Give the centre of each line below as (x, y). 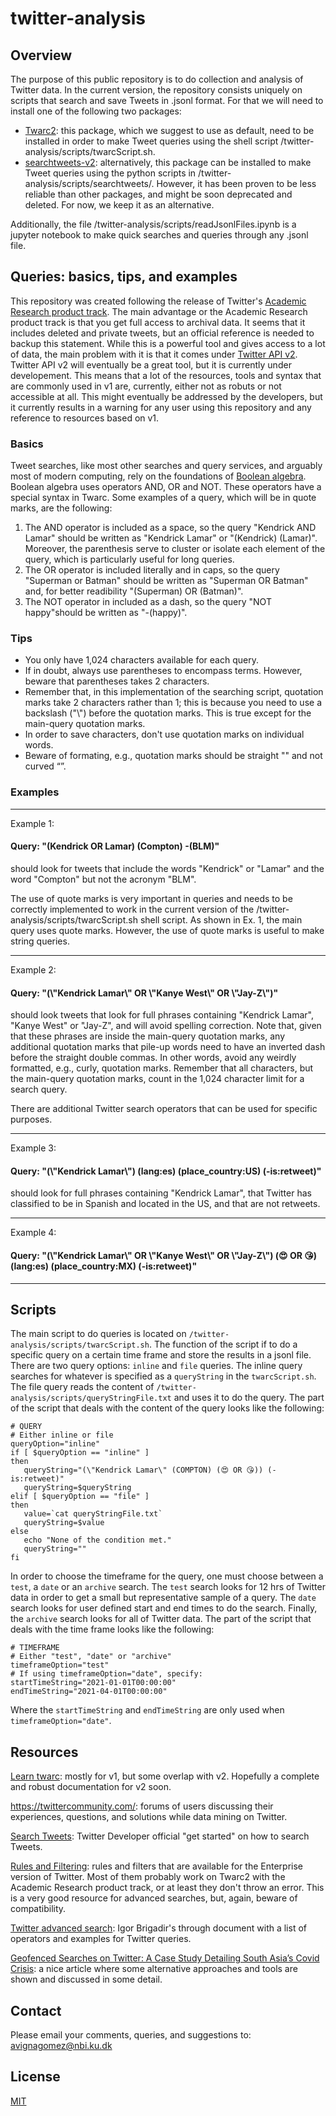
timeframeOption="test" (60, 1665)
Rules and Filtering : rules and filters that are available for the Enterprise (157, 1866)
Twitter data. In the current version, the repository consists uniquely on (156, 90)
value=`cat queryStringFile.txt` (93, 1514)
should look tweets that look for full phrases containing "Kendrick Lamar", (162, 1015)
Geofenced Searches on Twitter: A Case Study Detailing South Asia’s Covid (165, 1958)
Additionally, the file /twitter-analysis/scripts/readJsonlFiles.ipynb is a (153, 224)
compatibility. (38, 1909)
